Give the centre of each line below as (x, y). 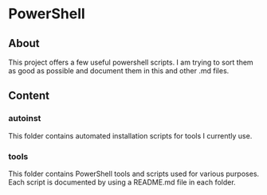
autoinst (25, 119)
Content (29, 96)
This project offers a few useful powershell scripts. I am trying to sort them (131, 62)
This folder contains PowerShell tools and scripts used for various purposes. (134, 174)
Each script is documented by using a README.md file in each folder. (122, 182)
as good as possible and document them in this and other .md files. (119, 71)
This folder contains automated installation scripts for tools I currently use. (130, 135)
